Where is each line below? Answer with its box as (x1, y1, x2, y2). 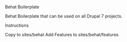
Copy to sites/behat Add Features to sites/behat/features (5, 32, 119, 37)
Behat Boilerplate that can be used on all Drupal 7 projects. (5, 13, 123, 19)
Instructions (5, 22, 29, 28)
